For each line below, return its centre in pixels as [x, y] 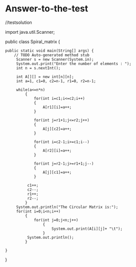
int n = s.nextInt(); [38, 68]
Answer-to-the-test [46, 9]
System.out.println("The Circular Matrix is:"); [67, 207]
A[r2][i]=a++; [57, 150]
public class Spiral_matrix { [33, 41]
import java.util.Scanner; [30, 32]
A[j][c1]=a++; [57, 172]
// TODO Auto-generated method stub [52, 55]
